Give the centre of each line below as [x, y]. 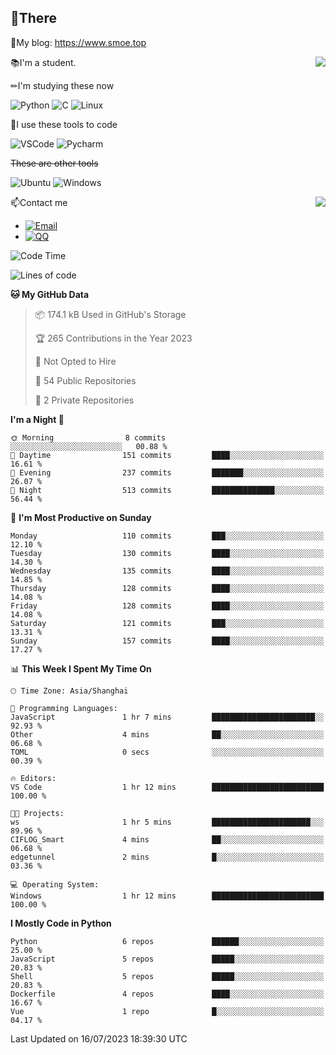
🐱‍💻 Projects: [37, 813]
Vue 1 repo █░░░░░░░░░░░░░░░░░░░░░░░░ [167, 1011]
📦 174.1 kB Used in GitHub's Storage [110, 314]
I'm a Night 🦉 [37, 419]
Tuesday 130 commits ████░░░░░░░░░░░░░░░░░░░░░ [167, 553]
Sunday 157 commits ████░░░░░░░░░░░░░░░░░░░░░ [167, 641]
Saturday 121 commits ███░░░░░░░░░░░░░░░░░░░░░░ [167, 623]
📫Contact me [39, 202]
